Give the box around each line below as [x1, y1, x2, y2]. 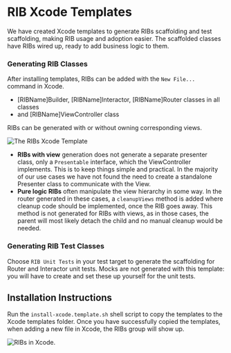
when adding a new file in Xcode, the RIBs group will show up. [7, 325, 185, 333]
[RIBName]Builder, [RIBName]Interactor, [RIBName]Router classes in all [17, 96, 220, 104]
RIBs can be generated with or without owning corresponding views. [7, 124, 203, 132]
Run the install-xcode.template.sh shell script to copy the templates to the [7, 310, 223, 318]
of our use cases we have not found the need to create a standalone [17, 172, 212, 181]
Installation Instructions [7, 291, 113, 303]
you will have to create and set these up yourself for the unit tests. [7, 271, 196, 280]
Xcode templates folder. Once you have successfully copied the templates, [7, 318, 221, 326]
